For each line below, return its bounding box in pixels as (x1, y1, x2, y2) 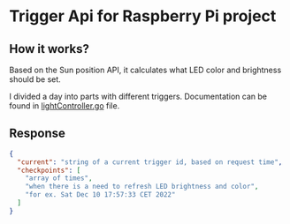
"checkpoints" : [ (17, 166, 81, 175)
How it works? (9, 41, 90, 56)
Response (9, 126, 66, 141)
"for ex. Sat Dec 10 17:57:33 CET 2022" (25, 190, 176, 199)
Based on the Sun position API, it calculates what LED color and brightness (9, 64, 282, 75)
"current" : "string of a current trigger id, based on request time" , (17, 157, 283, 167)
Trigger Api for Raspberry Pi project (9, 6, 277, 26)
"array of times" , (25, 174, 93, 183)
